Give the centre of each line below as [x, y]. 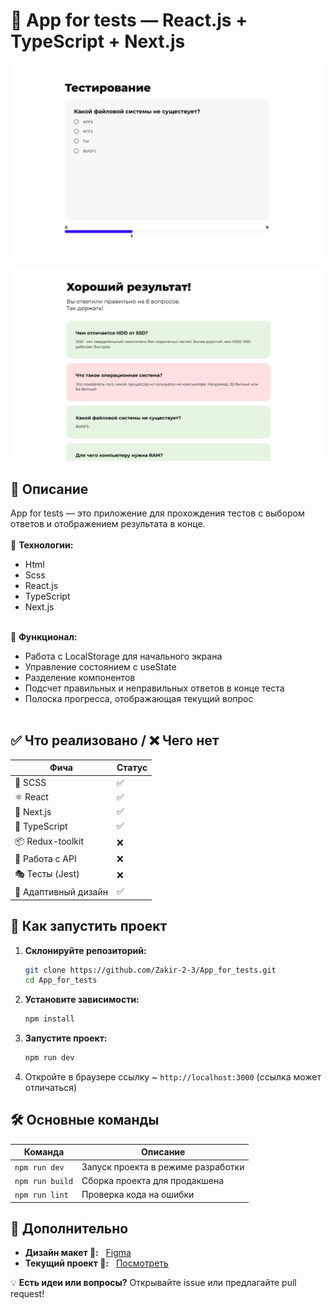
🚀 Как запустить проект [89, 926]
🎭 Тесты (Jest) [47, 873]
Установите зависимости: [82, 1000]
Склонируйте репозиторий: [85, 950]
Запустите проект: [66, 1038]
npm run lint [41, 1195]
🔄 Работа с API [45, 859]
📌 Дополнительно [69, 1229]
